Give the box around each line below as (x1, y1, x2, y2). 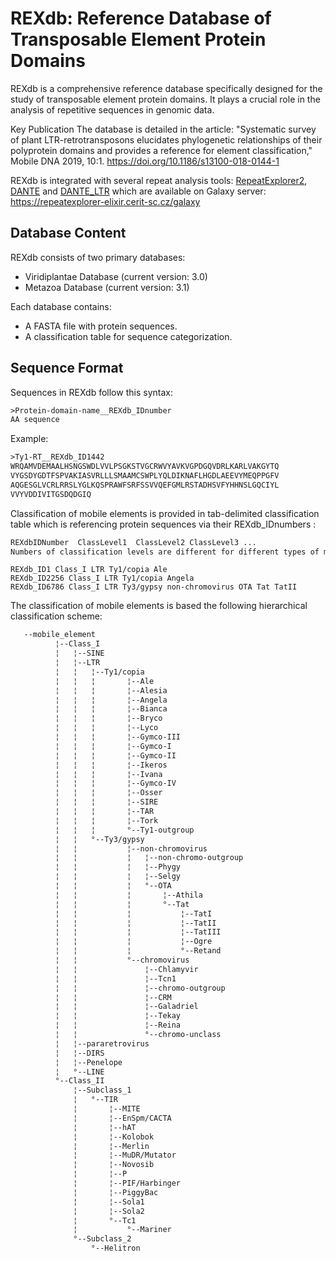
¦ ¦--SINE (54, 648, 105, 659)
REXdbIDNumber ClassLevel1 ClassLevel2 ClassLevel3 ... (10, 537, 257, 547)
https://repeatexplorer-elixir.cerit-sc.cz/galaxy (10, 195, 201, 207)
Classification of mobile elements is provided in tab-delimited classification (10, 507, 320, 519)
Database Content (10, 225, 127, 242)
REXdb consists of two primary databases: (10, 251, 186, 263)
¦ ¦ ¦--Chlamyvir (54, 964, 199, 974)
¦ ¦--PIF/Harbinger (73, 1178, 182, 1189)
